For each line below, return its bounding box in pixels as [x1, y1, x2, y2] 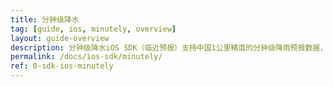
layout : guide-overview [10, 33, 110, 43]
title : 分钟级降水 [10, 14, 80, 25]
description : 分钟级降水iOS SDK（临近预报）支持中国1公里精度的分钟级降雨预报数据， [10, 42, 328, 53]
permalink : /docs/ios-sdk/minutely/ [10, 52, 163, 62]
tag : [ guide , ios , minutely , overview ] [10, 24, 177, 34]
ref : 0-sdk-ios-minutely [10, 61, 114, 71]
